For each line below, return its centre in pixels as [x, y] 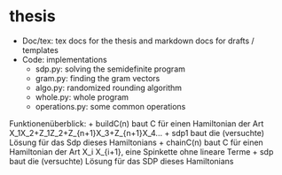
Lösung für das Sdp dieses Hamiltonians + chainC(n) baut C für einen [136, 142]
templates [40, 49]
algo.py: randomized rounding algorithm [109, 87]
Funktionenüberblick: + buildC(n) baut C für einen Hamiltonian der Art [137, 123]
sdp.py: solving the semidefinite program [110, 69]
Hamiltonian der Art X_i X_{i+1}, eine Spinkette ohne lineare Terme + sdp [141, 151]
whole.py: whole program [82, 97]
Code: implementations [65, 59]
